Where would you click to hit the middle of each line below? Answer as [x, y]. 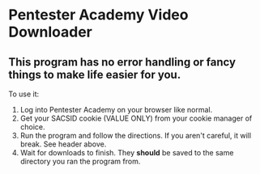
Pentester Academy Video [98, 15]
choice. [33, 127]
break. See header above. [63, 144]
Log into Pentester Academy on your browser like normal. [116, 110]
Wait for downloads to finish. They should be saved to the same [127, 153]
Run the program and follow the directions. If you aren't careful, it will [136, 136]
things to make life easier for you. [95, 74]
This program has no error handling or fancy [122, 62]
